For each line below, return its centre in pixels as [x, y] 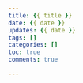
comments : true [33, 60]
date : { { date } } [37, 23]
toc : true [25, 52]
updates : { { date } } [42, 30]
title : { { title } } [40, 15]
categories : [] [33, 45]
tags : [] [23, 38]
